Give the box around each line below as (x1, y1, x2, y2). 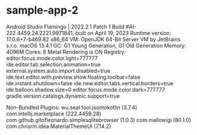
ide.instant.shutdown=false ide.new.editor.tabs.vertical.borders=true (6, 79, 174, 86)
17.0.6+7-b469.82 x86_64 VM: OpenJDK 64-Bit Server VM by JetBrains (6, 36, 181, 43)
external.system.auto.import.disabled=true (6, 67, 111, 74)
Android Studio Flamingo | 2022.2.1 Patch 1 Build (6, 23, 125, 30)
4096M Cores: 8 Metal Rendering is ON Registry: (6, 48, 126, 55)
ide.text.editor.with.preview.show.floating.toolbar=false (6, 73, 141, 81)
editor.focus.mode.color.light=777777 (6, 54, 98, 62)
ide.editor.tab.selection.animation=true (6, 60, 101, 68)
